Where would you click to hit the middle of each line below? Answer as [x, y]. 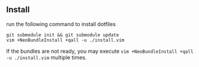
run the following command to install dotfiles [61, 24]
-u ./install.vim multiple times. [46, 57]
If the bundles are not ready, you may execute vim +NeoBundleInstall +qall [100, 51]
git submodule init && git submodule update [63, 35]
